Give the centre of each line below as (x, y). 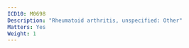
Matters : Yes (27, 27)
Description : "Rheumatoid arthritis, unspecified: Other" (95, 20)
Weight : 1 (22, 34)
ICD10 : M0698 (27, 14)
